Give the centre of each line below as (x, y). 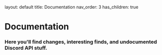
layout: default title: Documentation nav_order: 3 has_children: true (71, 7)
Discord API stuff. (26, 48)
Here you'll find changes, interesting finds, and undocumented (81, 42)
